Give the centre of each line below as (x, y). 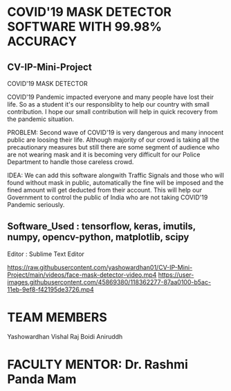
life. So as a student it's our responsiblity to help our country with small (108, 104)
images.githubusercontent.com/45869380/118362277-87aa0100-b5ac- (109, 282)
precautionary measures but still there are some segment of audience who (113, 147)
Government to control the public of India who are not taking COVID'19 (108, 197)
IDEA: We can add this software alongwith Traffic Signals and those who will (116, 175)
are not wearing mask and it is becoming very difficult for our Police (104, 154)
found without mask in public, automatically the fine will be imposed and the (115, 183)
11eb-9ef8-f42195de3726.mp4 (51, 289)
